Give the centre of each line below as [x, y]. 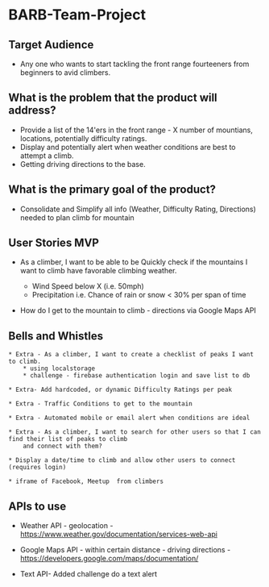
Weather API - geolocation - [66, 526]
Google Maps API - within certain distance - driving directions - [125, 550]
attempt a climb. [47, 156]
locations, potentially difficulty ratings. [83, 138]
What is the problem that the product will [113, 98]
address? [32, 110]
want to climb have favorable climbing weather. [98, 271]
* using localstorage [59, 368]
